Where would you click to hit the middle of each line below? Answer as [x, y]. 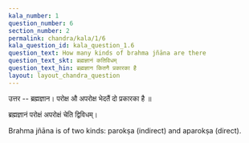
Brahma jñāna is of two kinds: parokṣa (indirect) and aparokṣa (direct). [125, 130]
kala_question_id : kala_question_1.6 [71, 46]
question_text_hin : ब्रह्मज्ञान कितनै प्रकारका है [72, 68]
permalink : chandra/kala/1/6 [57, 38]
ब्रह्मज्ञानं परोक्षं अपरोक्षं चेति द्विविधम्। [53, 114]
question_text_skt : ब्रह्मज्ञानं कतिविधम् [63, 61]
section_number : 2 [39, 31]
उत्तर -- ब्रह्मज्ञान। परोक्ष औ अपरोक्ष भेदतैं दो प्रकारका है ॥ [80, 98]
